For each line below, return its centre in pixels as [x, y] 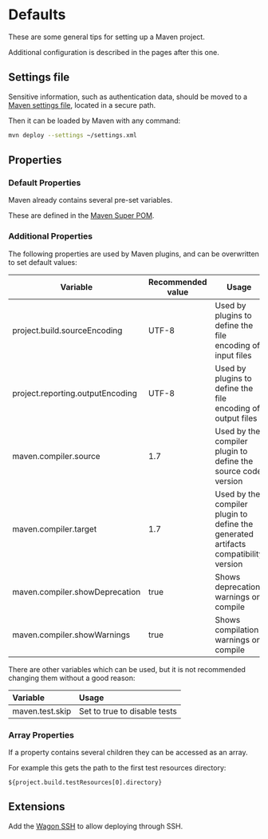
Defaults [37, 15]
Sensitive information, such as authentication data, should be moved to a [128, 97]
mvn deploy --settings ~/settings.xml [73, 135]
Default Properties [45, 183]
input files [233, 355]
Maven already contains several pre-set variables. [91, 200]
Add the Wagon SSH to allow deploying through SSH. [96, 826]
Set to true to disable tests [128, 710]
